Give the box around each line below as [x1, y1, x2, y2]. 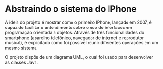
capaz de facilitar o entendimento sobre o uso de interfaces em [5, 24, 132, 30]
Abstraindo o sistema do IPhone [5, 3, 137, 14]
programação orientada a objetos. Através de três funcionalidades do [5, 29, 145, 35]
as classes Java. [5, 59, 38, 65]
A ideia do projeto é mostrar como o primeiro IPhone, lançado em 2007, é [5, 19, 152, 25]
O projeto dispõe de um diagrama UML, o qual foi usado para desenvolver [5, 54, 153, 60]
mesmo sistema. [5, 45, 38, 51]
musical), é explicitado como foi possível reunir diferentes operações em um [5, 40, 158, 45]
